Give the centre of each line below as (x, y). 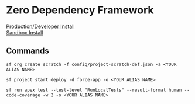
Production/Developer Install (40, 26)
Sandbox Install (25, 32)
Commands (28, 51)
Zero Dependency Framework (80, 10)
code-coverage (23, 95)
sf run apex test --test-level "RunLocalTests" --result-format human (94, 90)
